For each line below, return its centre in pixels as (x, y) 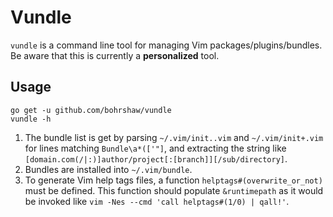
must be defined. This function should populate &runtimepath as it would (174, 190)
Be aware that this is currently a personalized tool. (115, 55)
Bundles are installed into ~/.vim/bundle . (108, 169)
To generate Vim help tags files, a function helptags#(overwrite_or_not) (173, 180)
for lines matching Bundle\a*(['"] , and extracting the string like (155, 148)
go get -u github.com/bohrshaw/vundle (91, 110)
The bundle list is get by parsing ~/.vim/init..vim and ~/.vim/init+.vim (174, 137)
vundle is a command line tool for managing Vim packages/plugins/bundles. (166, 45)
